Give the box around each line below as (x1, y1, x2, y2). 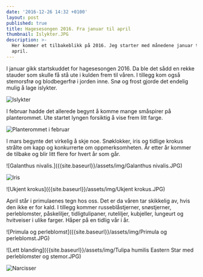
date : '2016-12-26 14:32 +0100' (6, 8, 88, 15)
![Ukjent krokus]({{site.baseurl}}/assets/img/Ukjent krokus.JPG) (6, 185, 166, 192)
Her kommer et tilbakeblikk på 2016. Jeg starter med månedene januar (11, 43, 193, 49)
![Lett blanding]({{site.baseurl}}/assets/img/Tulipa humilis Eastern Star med (6, 246, 194, 253)
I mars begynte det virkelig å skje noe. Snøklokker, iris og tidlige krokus (6, 137, 184, 145)
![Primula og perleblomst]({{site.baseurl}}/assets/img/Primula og (6, 228, 167, 235)
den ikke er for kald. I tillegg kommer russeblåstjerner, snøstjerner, (6, 203, 172, 210)
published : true (6, 20, 47, 26)
